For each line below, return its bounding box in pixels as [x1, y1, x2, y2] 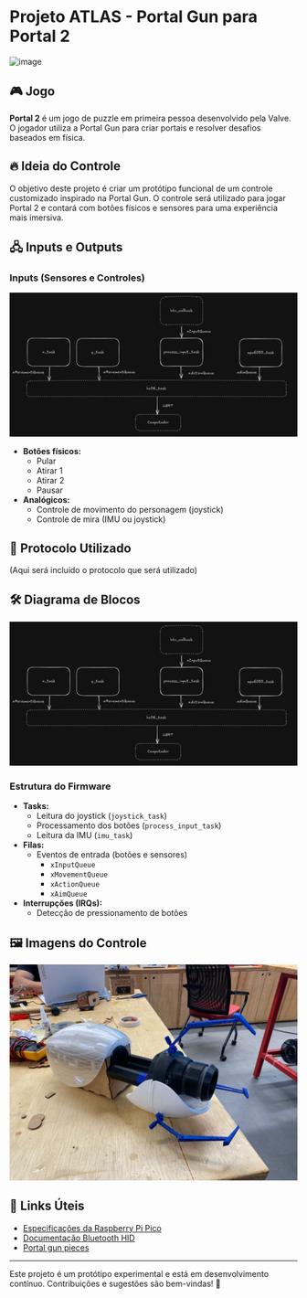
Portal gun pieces [22, 1241, 90, 1253]
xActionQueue [49, 880, 101, 889]
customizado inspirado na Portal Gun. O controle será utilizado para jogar [9, 192, 286, 203]
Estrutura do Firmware [9, 780, 111, 793]
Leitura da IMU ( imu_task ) [36, 830, 133, 841]
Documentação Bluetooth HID [22, 1232, 135, 1243]
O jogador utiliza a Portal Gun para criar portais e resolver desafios [9, 122, 261, 133]
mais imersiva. [9, 212, 64, 223]
